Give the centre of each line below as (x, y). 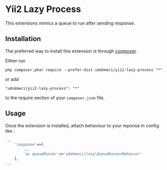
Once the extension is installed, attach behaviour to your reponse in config (82, 125)
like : (10, 131)
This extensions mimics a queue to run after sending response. (70, 23)
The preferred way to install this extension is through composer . (71, 51)
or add (12, 79)
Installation (23, 39)
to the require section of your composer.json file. (55, 98)
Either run (15, 61)
